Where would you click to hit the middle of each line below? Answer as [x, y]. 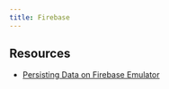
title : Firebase [40, 17]
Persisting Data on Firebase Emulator [91, 75]
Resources [40, 54]
